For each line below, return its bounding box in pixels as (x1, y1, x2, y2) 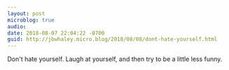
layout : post (7, 10, 46, 17)
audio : (7, 23, 27, 30)
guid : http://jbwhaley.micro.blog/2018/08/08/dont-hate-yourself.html (7, 36, 218, 43)
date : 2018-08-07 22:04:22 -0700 (7, 29, 105, 37)
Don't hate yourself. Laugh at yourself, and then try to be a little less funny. (7, 55, 223, 63)
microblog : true (7, 17, 55, 24)
